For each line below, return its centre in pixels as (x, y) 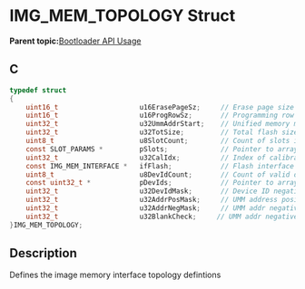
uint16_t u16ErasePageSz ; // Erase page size (160, 107)
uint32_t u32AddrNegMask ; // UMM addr (146, 208)
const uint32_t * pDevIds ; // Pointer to (150, 183)
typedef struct (38, 90)
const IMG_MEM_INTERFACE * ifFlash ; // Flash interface (160, 166)
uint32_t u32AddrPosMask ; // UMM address (152, 200)
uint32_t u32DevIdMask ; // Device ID (148, 191)
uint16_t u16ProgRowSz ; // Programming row (160, 116)
